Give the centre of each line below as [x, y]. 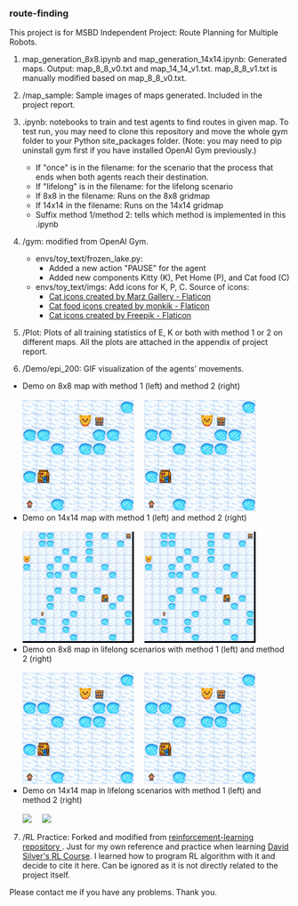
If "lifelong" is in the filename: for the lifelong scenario [134, 187]
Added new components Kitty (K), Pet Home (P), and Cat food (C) [169, 277]
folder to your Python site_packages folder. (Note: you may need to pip [152, 141]
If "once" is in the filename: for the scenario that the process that [154, 168]
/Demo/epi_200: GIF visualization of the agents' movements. [133, 369]
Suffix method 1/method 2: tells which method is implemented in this [161, 215]
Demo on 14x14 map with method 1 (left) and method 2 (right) [134, 517]
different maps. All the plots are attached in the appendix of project [145, 342]
